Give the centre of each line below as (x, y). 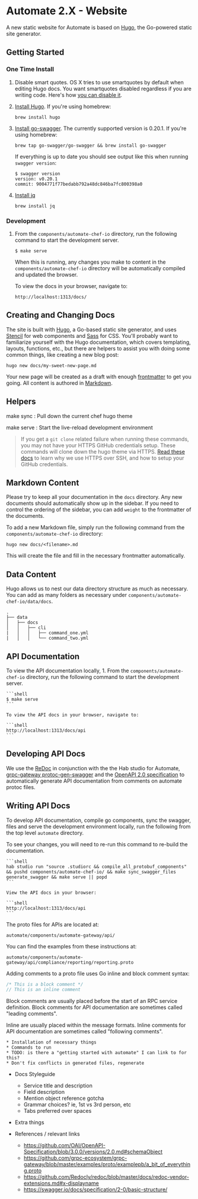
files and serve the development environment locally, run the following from (98, 826)
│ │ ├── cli (26, 628)
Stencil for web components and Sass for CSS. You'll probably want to (92, 336)
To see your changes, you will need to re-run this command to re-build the (97, 844)
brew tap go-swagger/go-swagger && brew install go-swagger (90, 145)
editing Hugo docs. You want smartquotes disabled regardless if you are (103, 88)
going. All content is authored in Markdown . (59, 383)
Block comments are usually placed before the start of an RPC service (92, 1001)
